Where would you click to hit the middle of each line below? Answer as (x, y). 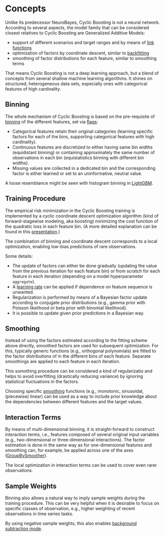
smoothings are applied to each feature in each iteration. (63, 362)
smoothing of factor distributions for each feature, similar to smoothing (84, 58)
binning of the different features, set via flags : (52, 121)
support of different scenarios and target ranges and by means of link (83, 42)
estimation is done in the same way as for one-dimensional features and (79, 445)
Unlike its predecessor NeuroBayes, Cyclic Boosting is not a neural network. (83, 22)
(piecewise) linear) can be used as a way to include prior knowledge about (81, 396)
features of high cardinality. (33, 89)
